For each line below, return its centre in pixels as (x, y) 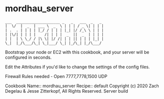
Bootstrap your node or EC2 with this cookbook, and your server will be (77, 52)
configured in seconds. (28, 57)
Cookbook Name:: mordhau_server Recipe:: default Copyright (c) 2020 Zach (82, 86)
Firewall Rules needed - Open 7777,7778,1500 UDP (56, 76)
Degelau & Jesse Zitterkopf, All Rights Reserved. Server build (67, 91)
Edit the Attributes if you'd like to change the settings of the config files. (78, 67)
